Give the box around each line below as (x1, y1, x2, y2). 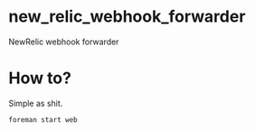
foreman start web (8, 115, 78, 124)
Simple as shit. (8, 98, 63, 108)
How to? (8, 68, 71, 89)
